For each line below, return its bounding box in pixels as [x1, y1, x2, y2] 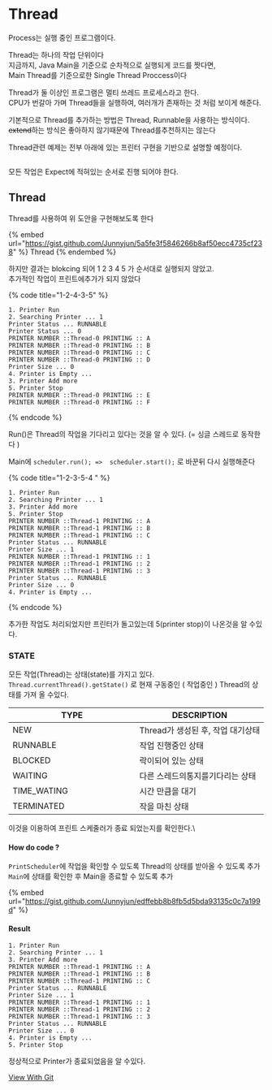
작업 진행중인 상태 [139, 740, 205, 751]
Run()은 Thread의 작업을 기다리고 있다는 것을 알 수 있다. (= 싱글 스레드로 [8, 429, 240, 439]
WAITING [12, 770, 48, 781]
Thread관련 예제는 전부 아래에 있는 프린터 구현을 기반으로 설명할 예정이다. [8, 142, 243, 152]
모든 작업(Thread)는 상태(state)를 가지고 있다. [8, 669, 155, 679]
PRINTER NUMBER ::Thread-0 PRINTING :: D [8, 355, 151, 364]
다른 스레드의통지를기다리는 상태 [139, 771, 257, 782]
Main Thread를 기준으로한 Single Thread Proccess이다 [8, 70, 188, 80]
